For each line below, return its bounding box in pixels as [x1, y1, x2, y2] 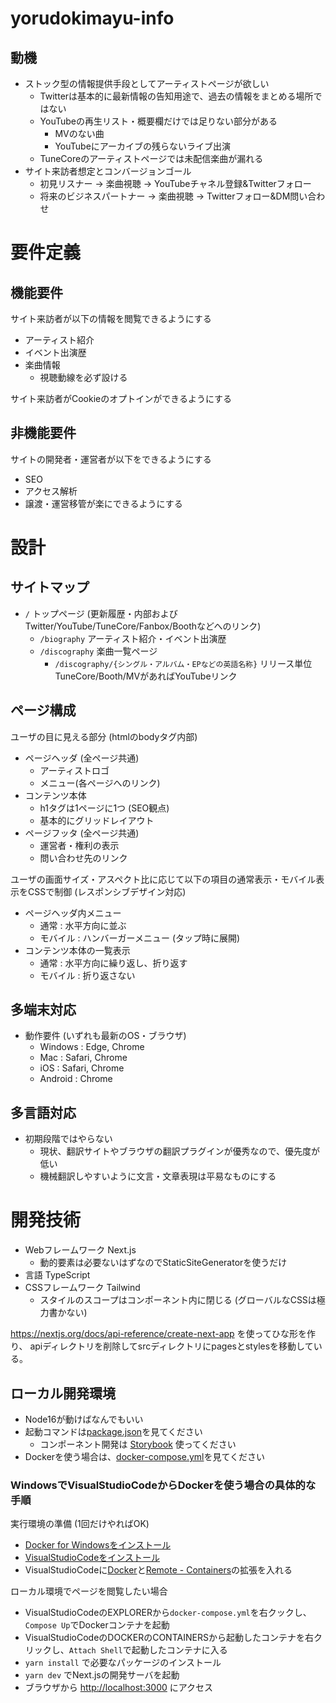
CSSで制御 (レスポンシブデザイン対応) [27, 885, 187, 897]
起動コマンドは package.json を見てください [24, 1426, 203, 1437]
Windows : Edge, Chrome [39, 1041, 145, 1053]
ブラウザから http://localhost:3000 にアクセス [24, 1682, 214, 1694]
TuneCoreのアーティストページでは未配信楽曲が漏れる [39, 153, 264, 164]
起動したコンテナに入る [131, 1644, 228, 1656]
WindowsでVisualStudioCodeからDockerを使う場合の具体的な [10, 1478, 317, 1492]
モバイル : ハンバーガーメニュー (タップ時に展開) [39, 932, 241, 944]
